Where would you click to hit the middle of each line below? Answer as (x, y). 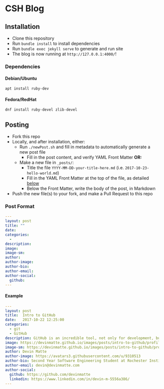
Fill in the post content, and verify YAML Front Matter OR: (84, 158)
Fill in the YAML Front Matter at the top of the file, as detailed (88, 178)
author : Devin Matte (26, 352)
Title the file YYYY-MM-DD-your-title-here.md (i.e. (75, 168)
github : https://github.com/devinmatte (50, 374)
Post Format (20, 206)
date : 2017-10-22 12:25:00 (35, 320)
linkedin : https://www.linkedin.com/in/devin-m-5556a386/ (70, 379)
